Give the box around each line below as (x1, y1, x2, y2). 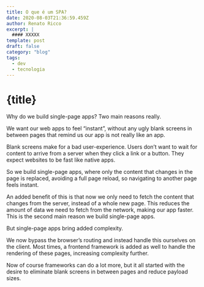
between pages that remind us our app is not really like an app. (6, 132, 165, 139)
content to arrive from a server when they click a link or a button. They (6, 150, 184, 157)
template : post (6, 37, 45, 44)
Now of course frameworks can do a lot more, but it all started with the (6, 262, 185, 269)
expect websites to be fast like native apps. (6, 156, 116, 163)
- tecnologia (12, 66, 45, 73)
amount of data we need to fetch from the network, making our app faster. (6, 206, 194, 214)
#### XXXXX (12, 32, 40, 38)
